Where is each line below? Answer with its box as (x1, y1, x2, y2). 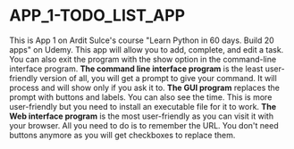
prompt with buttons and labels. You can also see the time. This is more (9, 91, 273, 103)
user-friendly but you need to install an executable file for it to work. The (9, 101, 277, 112)
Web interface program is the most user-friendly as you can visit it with (9, 111, 274, 121)
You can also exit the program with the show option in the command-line (9, 54, 277, 64)
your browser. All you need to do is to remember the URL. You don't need (9, 120, 279, 130)
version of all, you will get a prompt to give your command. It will (39, 72, 277, 83)
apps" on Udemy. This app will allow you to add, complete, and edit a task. (9, 44, 284, 54)
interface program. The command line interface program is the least (9, 63, 264, 74)
